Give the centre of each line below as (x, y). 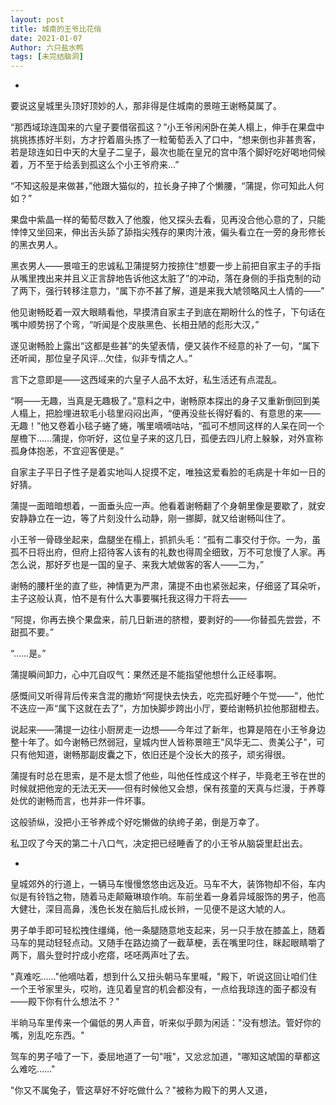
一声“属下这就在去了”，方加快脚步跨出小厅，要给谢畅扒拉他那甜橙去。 (180, 708)
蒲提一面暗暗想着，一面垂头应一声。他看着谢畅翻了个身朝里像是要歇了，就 (163, 506)
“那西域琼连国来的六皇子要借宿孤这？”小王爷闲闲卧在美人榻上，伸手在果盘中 (167, 127)
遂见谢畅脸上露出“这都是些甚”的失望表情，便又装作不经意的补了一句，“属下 (165, 346)
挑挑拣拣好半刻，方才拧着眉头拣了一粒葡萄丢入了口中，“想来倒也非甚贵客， (166, 140)
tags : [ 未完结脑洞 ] (47, 57)
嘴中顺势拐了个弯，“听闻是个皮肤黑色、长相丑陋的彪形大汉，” (135, 325)
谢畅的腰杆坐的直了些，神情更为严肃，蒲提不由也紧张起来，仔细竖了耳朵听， (168, 586)
